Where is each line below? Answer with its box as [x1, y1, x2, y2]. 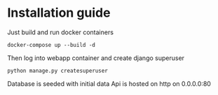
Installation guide [7, 5, 111, 21]
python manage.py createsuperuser [7, 67, 109, 74]
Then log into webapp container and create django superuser [7, 54, 184, 62]
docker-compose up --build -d [7, 41, 96, 48]
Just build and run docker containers [7, 28, 114, 36]
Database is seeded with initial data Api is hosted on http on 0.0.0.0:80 [7, 79, 212, 88]
